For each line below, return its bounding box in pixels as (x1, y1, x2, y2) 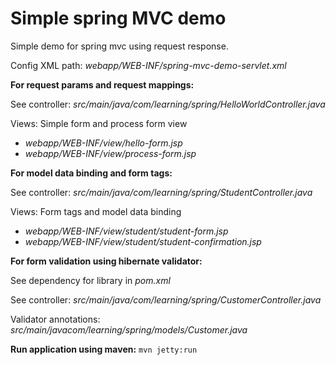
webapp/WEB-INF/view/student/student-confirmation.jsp (24, 235, 262, 247)
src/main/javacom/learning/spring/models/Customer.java (10, 323, 248, 336)
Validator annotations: (10, 313, 101, 325)
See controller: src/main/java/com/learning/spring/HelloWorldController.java (10, 98, 326, 110)
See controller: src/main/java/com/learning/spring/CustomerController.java (10, 293, 322, 306)
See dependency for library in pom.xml (10, 274, 171, 286)
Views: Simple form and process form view (10, 117, 188, 129)
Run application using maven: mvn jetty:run (10, 343, 198, 355)
